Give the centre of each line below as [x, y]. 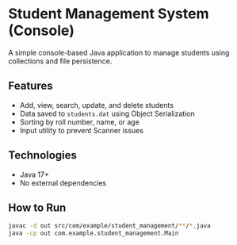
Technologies [43, 155]
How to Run [37, 207]
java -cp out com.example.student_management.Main [94, 234]
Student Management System [109, 14]
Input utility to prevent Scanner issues [82, 130]
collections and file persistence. [60, 61]
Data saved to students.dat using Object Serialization [107, 113]
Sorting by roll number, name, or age [80, 122]
